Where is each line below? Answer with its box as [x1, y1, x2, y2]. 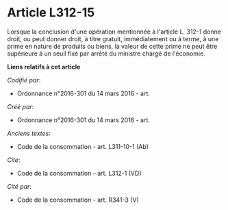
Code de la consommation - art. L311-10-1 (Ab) [16, 142, 149, 150]
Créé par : [7, 102, 34, 110]
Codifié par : [7, 75, 41, 84]
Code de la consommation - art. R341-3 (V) [16, 196, 139, 204]
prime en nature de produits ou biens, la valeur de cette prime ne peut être [7, 42, 218, 50]
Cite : [7, 156, 21, 164]
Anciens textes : [7, 129, 51, 137]
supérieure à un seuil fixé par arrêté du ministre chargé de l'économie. [7, 49, 205, 58]
